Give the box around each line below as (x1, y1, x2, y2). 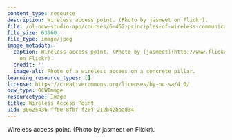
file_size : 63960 (7, 29, 57, 37)
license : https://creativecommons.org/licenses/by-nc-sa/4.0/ (7, 81, 190, 88)
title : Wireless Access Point (7, 100, 95, 107)
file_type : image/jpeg (7, 36, 72, 43)
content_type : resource (7, 10, 76, 17)
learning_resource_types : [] (7, 74, 91, 81)
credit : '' (13, 61, 45, 68)
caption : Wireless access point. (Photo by (13, 49, 140, 56)
